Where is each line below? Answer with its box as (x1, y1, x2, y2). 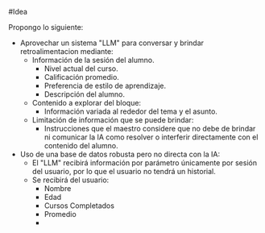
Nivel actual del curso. (43, 64, 118, 73)
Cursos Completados (43, 201, 115, 210)
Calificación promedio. (43, 73, 119, 81)
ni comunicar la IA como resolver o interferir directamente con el (43, 132, 259, 142)
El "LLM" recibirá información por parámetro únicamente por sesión (31, 158, 258, 168)
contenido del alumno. (43, 141, 118, 150)
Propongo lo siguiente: (8, 23, 84, 31)
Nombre (43, 184, 72, 193)
